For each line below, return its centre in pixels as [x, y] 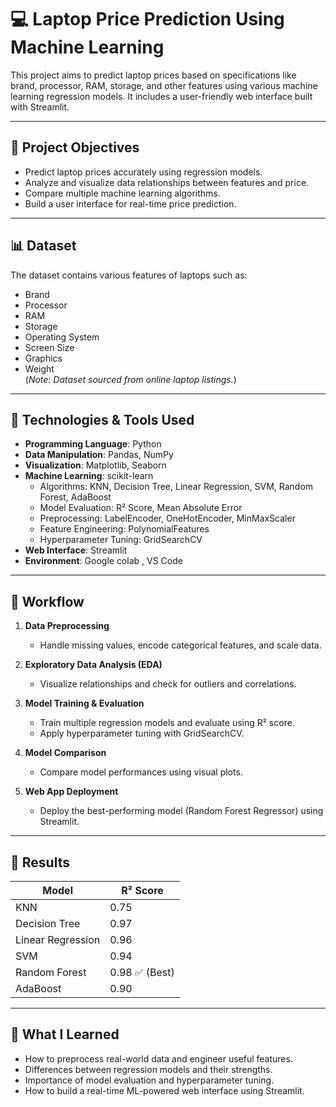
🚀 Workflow [47, 601]
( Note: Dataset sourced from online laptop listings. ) [130, 379]
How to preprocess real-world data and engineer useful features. [158, 1058]
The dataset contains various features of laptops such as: [129, 275]
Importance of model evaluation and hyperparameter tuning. [149, 1080]
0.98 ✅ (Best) [142, 972]
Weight [39, 368]
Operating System [62, 337]
